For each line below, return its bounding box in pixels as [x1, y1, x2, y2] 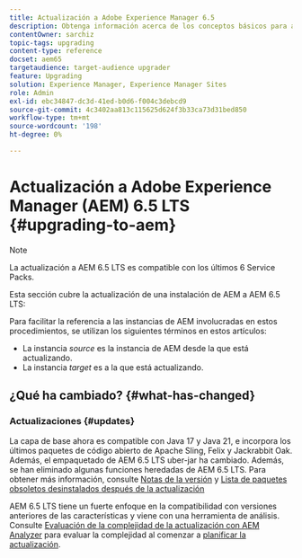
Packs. [9, 271, 34, 282]
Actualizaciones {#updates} [9, 415, 135, 428]
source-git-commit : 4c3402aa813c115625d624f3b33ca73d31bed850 [9, 105, 247, 114]
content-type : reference [9, 47, 102, 56]
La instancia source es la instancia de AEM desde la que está [22, 342, 249, 353]
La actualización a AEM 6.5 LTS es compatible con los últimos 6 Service [9, 261, 276, 272]
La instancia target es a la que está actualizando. [22, 361, 204, 373]
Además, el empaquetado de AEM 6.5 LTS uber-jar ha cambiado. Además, [9, 455, 285, 465]
